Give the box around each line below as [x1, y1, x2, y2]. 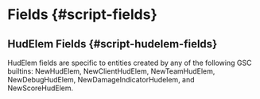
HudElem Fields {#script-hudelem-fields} [7, 37, 218, 51]
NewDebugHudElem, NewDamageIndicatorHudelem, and [7, 75, 196, 84]
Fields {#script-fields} [7, 6, 158, 24]
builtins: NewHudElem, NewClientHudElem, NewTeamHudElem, [7, 67, 215, 76]
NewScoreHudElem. [7, 83, 74, 93]
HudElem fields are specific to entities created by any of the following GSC [7, 58, 252, 67]
